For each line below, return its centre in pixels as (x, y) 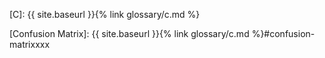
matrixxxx (30, 44)
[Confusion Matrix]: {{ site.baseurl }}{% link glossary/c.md (129, 33)
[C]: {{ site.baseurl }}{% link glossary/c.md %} (105, 14)
